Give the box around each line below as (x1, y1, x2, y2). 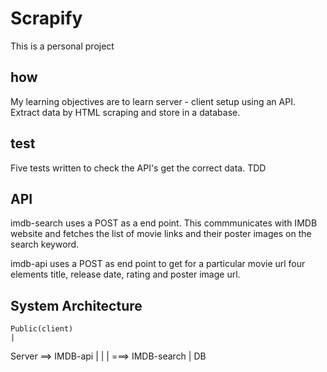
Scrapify (10, 7, 83, 30)
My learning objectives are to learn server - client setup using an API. (10, 95, 296, 107)
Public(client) (10, 324, 74, 334)
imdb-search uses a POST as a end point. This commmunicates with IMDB (10, 217, 318, 229)
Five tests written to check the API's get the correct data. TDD (10, 162, 267, 174)
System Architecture (10, 297, 143, 314)
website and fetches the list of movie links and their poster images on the (10, 228, 312, 240)
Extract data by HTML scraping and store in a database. (10, 106, 241, 118)
